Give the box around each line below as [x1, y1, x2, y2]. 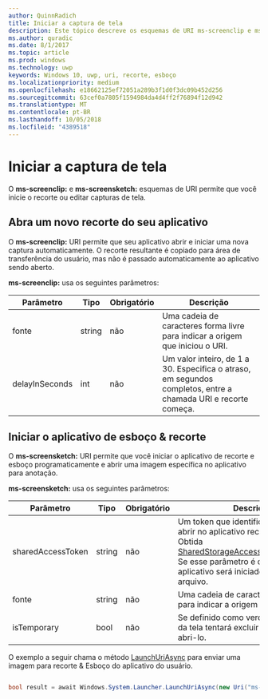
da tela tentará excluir [178, 622, 259, 633]
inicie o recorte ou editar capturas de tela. [8, 193, 146, 202]
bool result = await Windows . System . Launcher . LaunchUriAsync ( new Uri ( [8, 684, 248, 692]
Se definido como [178, 612, 245, 623]
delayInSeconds [12, 378, 73, 389]
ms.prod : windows [8, 57, 66, 65]
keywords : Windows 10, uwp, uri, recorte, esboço [8, 71, 177, 79]
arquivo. [178, 576, 209, 587]
